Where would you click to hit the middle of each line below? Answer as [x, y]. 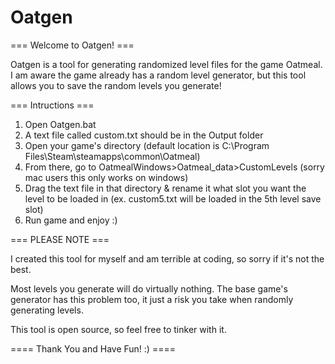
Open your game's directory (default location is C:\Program [147, 145]
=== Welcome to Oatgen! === [72, 45]
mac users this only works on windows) [106, 177]
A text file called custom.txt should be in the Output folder [144, 135]
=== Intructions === [52, 105]
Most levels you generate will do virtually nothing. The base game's [149, 288]
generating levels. [47, 310]
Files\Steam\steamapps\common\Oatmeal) [112, 156]
